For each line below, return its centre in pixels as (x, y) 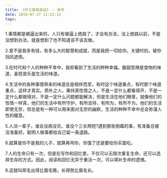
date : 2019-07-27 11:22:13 (33, 14)
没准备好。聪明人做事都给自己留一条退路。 (49, 132)
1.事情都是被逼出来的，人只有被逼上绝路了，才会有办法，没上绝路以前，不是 (83, 34)
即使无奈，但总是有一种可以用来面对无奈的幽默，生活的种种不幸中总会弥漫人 (83, 109)
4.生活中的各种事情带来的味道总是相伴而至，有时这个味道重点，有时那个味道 (83, 84)
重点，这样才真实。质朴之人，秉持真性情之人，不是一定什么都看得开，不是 (81, 91)
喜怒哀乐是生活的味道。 (38, 74)
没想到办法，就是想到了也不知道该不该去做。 (51, 40)
